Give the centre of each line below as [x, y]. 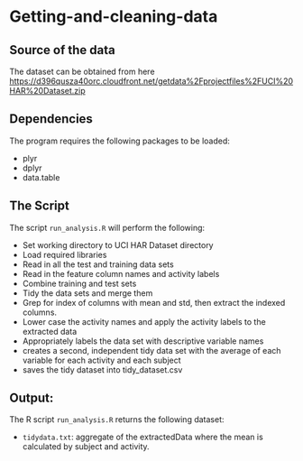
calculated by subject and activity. [86, 447]
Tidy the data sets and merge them [87, 293]
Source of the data [62, 50]
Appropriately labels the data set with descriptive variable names [143, 341]
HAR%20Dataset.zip [47, 91]
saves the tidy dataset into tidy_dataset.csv [102, 369]
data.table [41, 177]
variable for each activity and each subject [102, 360]
